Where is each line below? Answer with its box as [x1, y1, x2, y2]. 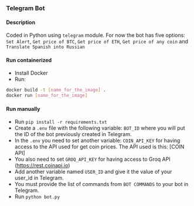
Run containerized [6, 56, 52, 63]
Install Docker [14, 69, 48, 77]
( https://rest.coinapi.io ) [14, 162, 70, 169]
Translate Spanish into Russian [6, 44, 85, 50]
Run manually [6, 105, 40, 112]
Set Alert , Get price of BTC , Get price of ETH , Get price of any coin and [6, 38, 189, 45]
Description [6, 19, 36, 26]
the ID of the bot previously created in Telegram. [14, 131, 132, 138]
